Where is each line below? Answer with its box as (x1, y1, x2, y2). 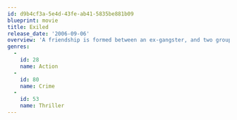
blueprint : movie (7, 17, 59, 24)
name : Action (20, 63, 59, 70)
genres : (7, 43, 30, 50)
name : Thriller (20, 102, 65, 109)
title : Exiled (7, 23, 49, 30)
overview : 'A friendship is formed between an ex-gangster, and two (7, 37, 213, 44)
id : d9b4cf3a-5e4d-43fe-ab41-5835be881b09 (7, 10, 134, 18)
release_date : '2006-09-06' (7, 30, 90, 37)
